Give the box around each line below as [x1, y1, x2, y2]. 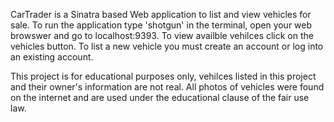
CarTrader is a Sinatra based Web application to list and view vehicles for [10, 9, 312, 20]
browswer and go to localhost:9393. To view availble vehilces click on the [10, 30, 314, 41]
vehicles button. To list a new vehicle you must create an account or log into [10, 40, 324, 52]
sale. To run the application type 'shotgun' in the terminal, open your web [10, 19, 313, 31]
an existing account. [10, 51, 94, 63]
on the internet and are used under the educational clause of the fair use [10, 92, 310, 103]
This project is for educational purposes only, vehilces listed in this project [10, 70, 317, 82]
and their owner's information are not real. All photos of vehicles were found [10, 81, 325, 93]
